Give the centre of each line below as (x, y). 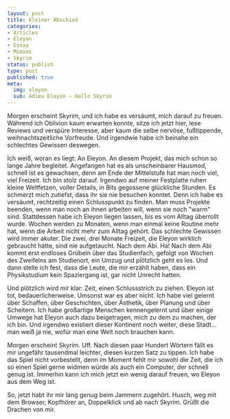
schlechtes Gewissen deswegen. (54, 145)
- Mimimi (20, 52)
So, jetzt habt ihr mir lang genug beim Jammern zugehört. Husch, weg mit (112, 395)
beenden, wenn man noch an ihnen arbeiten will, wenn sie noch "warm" (109, 209)
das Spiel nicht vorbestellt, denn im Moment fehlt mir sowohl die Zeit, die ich (115, 360)
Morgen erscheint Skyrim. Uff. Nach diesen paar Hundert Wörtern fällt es (111, 345)
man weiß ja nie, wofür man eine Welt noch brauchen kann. (91, 332)
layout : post (26, 13)
